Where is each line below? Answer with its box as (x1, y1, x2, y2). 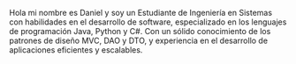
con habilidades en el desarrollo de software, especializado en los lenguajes (9, 17, 287, 27)
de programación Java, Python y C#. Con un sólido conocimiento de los (9, 26, 271, 36)
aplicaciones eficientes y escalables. (9, 45, 143, 55)
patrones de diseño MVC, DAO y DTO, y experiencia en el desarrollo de (9, 35, 268, 46)
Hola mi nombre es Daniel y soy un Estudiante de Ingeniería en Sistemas (9, 8, 272, 18)
